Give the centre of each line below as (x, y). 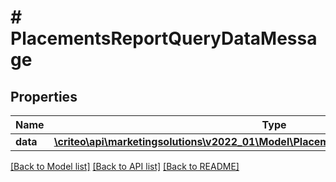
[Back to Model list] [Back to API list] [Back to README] (125, 166)
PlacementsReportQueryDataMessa (164, 38)
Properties (44, 96)
